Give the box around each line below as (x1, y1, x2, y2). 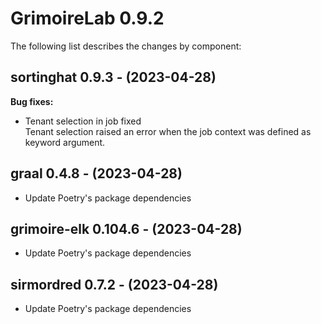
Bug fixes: (10, 95, 54, 107)
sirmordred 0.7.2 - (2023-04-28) (10, 276, 219, 293)
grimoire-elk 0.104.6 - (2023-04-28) (10, 220, 243, 237)
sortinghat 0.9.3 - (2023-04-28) (10, 69, 217, 86)
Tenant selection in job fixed (24, 115, 142, 127)
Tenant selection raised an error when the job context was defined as (24, 125, 312, 137)
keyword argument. (24, 136, 106, 148)
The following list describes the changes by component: (10, 40, 242, 52)
